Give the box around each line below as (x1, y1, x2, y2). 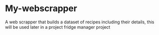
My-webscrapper (5, 3, 77, 14)
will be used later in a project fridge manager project (5, 24, 111, 30)
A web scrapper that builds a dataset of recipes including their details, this (5, 19, 155, 25)
